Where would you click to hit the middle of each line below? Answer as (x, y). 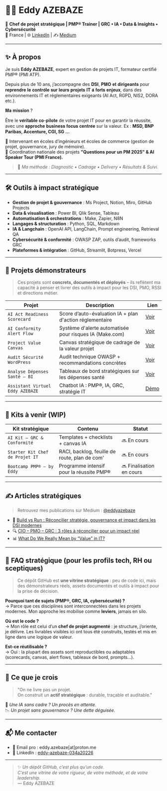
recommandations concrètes (93, 363)
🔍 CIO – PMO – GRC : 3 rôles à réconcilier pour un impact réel (76, 531)
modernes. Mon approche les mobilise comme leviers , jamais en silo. (76, 611)
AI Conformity (24, 329)
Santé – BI (20, 377)
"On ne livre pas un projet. (44, 689)
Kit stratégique (31, 429)
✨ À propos (23, 57)
